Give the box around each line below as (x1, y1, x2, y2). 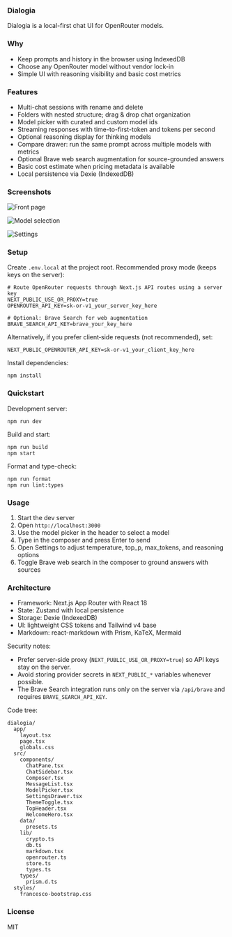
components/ (20, 756, 54, 763)
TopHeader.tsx (25, 805, 68, 812)
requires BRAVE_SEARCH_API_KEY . (17, 693, 107, 701)
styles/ (13, 885, 36, 892)
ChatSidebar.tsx (25, 769, 73, 776)
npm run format (7, 475, 52, 482)
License (7, 907, 35, 917)
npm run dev (7, 418, 42, 425)
